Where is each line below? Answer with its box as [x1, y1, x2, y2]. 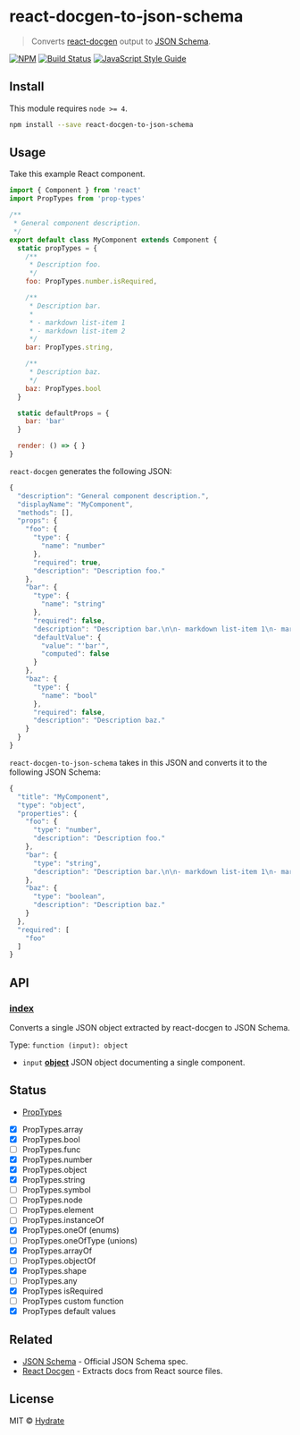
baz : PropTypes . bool [25, 384, 102, 393]
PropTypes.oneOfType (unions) [21, 1235, 138, 1245]
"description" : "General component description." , [17, 491, 210, 500]
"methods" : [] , [17, 508, 74, 517]
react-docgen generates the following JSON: [9, 465, 172, 476]
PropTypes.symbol [21, 1185, 91, 1195]
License [9, 1391, 54, 1406]
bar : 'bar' [25, 417, 66, 426]
